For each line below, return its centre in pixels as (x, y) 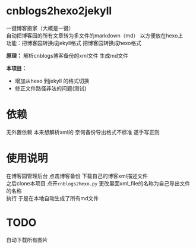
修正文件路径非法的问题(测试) (51, 88)
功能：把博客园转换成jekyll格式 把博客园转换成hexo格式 (74, 43)
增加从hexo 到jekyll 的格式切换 (52, 81)
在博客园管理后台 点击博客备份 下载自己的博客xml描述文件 (77, 176)
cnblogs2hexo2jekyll (59, 11)
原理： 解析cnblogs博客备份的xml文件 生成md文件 (67, 55)
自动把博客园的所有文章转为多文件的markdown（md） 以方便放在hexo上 (95, 35)
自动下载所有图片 (27, 239)
